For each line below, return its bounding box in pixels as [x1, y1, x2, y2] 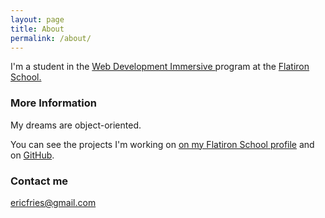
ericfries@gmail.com [10, 196, 97, 208]
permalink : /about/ [10, 33, 92, 43]
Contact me [10, 174, 69, 188]
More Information [10, 96, 97, 110]
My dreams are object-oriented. [10, 119, 142, 131]
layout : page [10, 14, 65, 25]
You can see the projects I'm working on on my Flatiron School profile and [10, 138, 315, 150]
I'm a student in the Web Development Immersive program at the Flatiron [10, 61, 310, 73]
